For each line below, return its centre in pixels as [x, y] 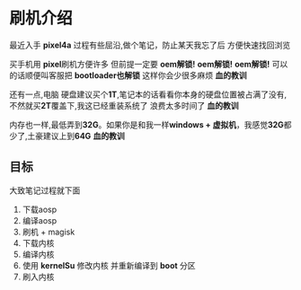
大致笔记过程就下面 [45, 190]
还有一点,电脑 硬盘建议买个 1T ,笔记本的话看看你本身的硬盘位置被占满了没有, [148, 94]
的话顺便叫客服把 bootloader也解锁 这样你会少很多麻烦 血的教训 [128, 75]
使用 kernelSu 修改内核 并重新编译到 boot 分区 [109, 265]
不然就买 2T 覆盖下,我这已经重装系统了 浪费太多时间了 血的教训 [124, 105]
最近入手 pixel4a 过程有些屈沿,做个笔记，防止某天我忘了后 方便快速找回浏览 [150, 45]
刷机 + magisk [49, 232]
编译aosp [40, 220]
